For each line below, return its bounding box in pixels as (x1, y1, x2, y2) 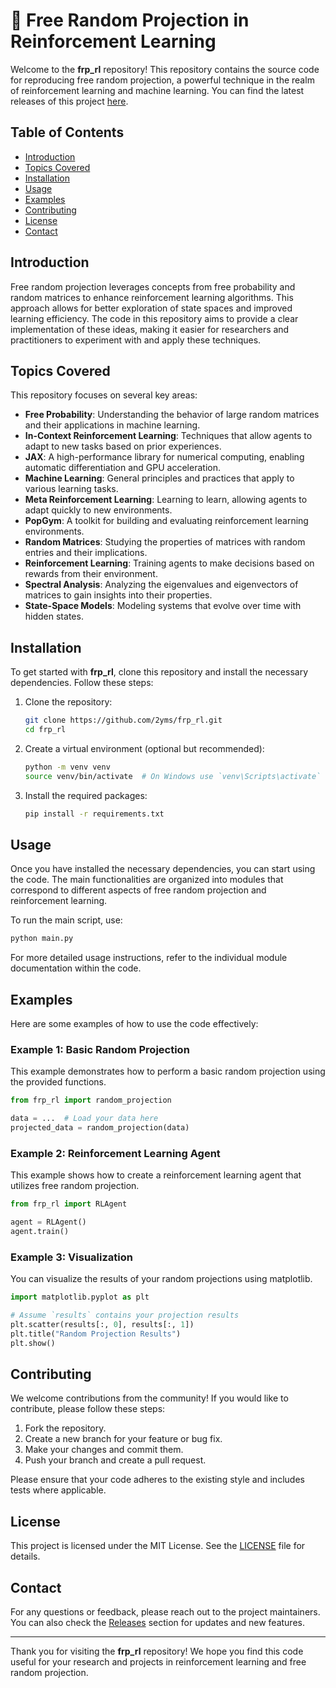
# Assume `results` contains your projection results (10, 1310, 240, 1321)
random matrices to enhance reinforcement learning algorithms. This (10, 291, 294, 303)
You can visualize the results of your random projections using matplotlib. (10, 1273, 313, 1285)
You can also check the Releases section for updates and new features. (10, 1617, 305, 1629)
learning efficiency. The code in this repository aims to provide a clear (10, 312, 299, 324)
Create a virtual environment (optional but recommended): (24, 742, 265, 754)
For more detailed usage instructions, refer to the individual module (10, 952, 288, 964)
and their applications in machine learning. (24, 419, 201, 431)
